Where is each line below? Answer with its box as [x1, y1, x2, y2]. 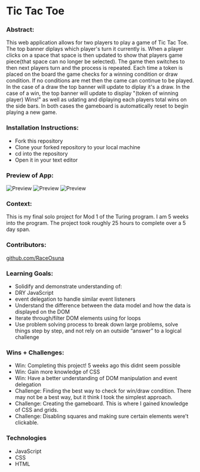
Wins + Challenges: [6, 348, 64, 356]
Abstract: [6, 26, 35, 34]
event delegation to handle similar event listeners [14, 295, 136, 303]
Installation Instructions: [6, 124, 79, 132]
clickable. [14, 419, 39, 426]
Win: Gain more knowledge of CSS [14, 368, 100, 375]
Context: [6, 200, 32, 208]
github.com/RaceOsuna [6, 254, 64, 261]
